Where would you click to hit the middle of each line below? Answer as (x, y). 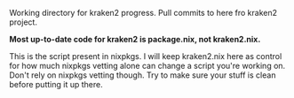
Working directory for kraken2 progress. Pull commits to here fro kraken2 (143, 13)
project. (24, 22)
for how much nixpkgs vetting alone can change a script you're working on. (147, 66)
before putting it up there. (56, 84)
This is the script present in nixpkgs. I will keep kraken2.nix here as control (146, 56)
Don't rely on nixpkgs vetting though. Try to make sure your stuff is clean (143, 75)
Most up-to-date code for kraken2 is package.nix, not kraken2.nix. (135, 39)
